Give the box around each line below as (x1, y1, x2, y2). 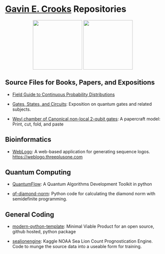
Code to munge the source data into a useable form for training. (12, 244, 142, 250)
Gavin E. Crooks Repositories (5, 3, 127, 15)
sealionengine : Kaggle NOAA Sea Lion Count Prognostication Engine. (12, 238, 153, 244)
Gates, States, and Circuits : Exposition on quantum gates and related (12, 101, 152, 107)
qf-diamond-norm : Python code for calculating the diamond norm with (12, 191, 156, 197)
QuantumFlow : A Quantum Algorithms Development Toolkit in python (12, 181, 152, 187)
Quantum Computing (5, 168, 71, 176)
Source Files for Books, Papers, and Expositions (5, 78, 155, 87)
